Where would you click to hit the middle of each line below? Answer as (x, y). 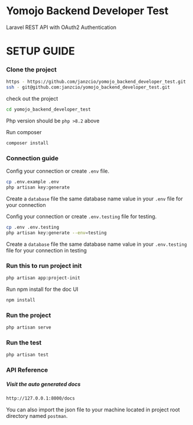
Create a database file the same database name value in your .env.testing (97, 244)
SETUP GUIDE (40, 51)
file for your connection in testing (47, 250)
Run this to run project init (44, 265)
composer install (27, 143)
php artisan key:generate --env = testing (57, 233)
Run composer (24, 132)
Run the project (29, 315)
